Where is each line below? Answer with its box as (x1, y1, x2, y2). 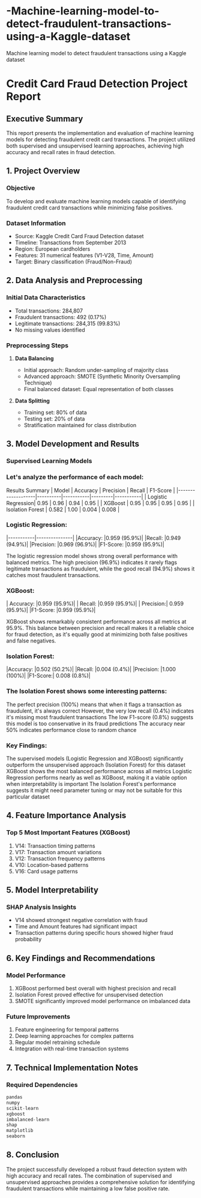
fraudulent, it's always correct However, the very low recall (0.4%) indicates (6, 707, 194, 714)
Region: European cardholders (14, 245, 91, 253)
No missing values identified (14, 326, 85, 334)
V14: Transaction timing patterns (14, 842, 95, 849)
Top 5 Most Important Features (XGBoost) (6, 828, 131, 837)
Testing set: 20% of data (23, 415, 85, 422)
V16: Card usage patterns (14, 867, 78, 875)
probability (14, 936, 42, 943)
